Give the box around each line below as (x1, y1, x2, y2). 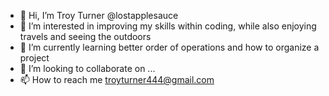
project (19, 52, 50, 64)
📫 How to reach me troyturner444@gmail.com (19, 74, 215, 85)
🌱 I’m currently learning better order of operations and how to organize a (19, 41, 320, 53)
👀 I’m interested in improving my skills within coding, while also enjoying (19, 20, 317, 32)
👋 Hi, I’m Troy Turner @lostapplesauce (19, 10, 179, 21)
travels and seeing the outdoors (19, 31, 152, 42)
